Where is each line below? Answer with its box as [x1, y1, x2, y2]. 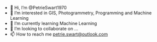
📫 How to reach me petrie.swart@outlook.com [10, 31, 108, 37]
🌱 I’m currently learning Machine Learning [10, 20, 97, 26]
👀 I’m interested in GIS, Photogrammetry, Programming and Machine [10, 10, 152, 16]
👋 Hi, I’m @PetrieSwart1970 [10, 5, 67, 10]
